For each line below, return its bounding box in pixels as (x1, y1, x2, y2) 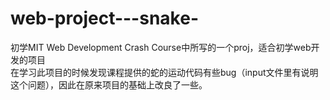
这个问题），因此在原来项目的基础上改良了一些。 (10, 78, 208, 91)
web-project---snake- (10, 7, 199, 30)
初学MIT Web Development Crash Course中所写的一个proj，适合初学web (10, 41, 312, 53)
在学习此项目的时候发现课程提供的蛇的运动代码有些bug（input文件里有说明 (10, 66, 319, 78)
